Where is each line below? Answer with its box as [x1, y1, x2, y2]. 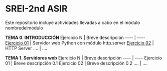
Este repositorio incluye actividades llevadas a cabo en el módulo [5, 19, 140, 25]
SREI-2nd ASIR [5, 3, 68, 14]
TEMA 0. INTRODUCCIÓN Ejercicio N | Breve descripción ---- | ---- [5, 34, 145, 40]
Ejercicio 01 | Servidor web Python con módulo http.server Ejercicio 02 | [5, 39, 154, 45]
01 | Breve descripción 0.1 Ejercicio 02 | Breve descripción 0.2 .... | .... [5, 60, 148, 66]
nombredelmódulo [5, 24, 44, 30]
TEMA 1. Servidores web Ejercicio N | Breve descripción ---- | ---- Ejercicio [5, 54, 162, 60]
